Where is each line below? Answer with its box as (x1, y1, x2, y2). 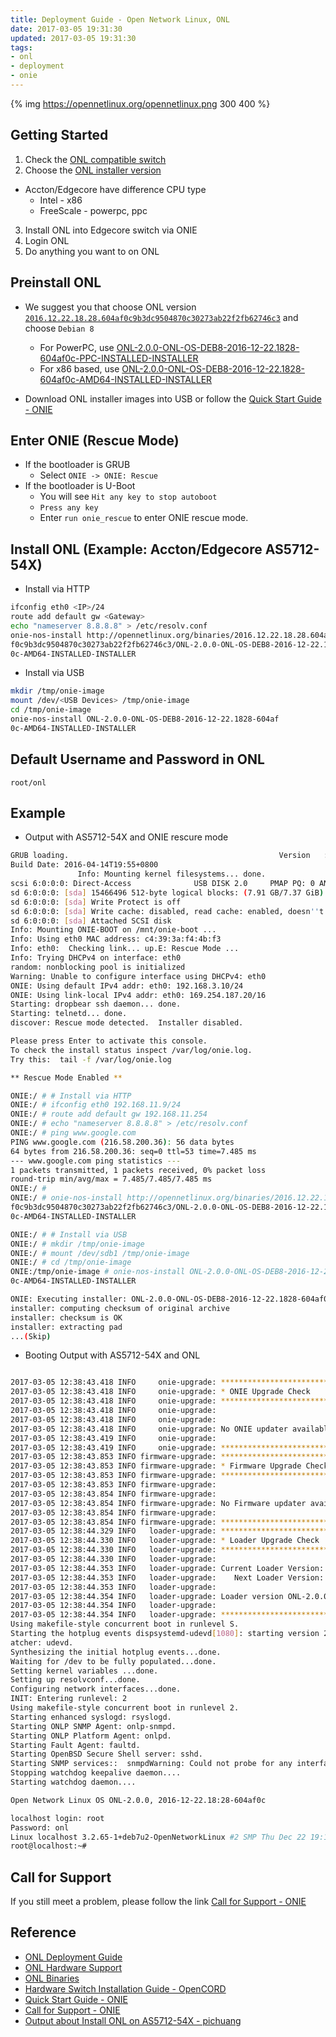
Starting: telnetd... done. (10, 1009, 128, 1019)
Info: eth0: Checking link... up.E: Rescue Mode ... (10, 944, 240, 954)
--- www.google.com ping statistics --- (10, 1156, 182, 1166)
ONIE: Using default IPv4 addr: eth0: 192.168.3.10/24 (10, 981, 244, 991)
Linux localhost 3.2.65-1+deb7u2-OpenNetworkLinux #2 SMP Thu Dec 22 (10, 1832, 307, 1842)
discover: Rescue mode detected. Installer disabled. (10, 1018, 244, 1028)
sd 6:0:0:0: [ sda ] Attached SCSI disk (10, 916, 172, 926)
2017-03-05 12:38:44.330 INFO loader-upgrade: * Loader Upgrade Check (10, 1536, 320, 1546)
